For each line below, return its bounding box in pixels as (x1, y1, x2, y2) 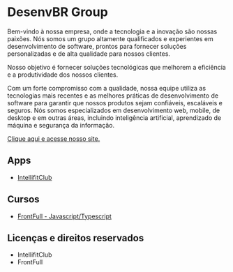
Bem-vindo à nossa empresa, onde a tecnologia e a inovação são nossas (7, 27, 218, 36)
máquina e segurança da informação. (7, 121, 115, 129)
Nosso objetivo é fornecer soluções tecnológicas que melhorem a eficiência (7, 63, 227, 71)
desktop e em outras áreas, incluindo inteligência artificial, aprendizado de (7, 113, 222, 122)
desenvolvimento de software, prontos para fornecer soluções (7, 42, 187, 50)
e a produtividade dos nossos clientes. (7, 70, 119, 79)
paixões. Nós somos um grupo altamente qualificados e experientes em (7, 34, 214, 43)
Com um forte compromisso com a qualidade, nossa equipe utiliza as (7, 84, 206, 92)
